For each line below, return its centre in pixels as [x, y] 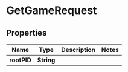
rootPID [21, 60]
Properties [27, 33]
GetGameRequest [52, 11]
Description [78, 50]
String [46, 60]
